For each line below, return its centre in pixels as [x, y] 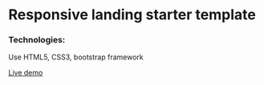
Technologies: [37, 40]
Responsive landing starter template [132, 15]
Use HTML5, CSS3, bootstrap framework [76, 57]
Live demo [26, 73]
